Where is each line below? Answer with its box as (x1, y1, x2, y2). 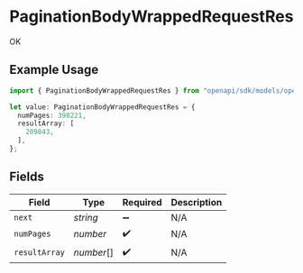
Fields (9, 169, 45, 185)
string (73, 211, 99, 223)
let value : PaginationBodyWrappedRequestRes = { (9, 102, 196, 112)
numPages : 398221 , (17, 111, 87, 120)
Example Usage (9, 62, 99, 77)
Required (122, 196, 162, 208)
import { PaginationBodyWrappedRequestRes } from (9, 86, 200, 96)
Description (170, 196, 223, 208)
